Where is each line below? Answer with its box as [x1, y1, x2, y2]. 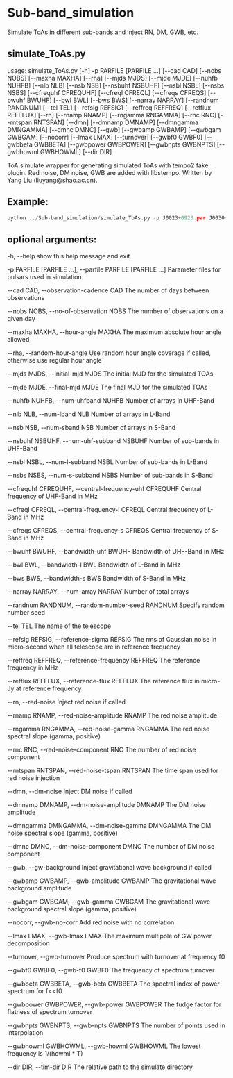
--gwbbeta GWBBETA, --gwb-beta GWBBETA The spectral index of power [7, 979, 220, 988]
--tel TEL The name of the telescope [7, 622, 112, 630]
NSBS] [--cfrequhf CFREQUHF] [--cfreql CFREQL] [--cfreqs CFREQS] [7, 88, 207, 97]
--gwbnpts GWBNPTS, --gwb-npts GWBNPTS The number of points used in [7, 1021, 225, 1029]
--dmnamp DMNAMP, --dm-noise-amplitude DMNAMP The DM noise [7, 801, 206, 809]
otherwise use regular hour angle [7, 356, 102, 365]
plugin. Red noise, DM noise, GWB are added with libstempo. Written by [7, 168, 212, 176]
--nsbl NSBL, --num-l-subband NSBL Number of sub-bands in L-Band [7, 458, 208, 466]
